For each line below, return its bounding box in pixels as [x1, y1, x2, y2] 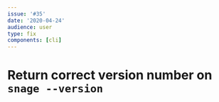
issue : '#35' [7, 10, 46, 18]
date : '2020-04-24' [7, 17, 65, 24]
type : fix [7, 30, 37, 38]
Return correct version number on [7, 67, 213, 84]
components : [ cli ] [7, 37, 62, 44]
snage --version [7, 82, 103, 96]
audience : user [7, 23, 53, 30]
